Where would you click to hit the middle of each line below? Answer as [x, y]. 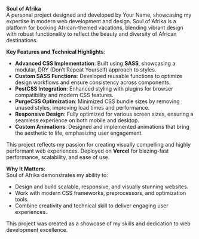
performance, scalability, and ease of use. [58, 157]
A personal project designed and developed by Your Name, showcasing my [99, 15]
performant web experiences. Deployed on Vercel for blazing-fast [88, 151]
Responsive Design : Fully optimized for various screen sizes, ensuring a [104, 114]
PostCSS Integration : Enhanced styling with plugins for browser [94, 89]
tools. [22, 199]
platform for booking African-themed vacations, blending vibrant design [95, 27]
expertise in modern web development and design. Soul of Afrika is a [91, 21]
